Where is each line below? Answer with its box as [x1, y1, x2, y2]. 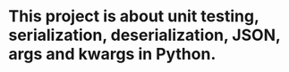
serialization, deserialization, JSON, [8, 25, 281, 45]
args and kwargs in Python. [8, 44, 217, 64]
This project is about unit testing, [8, 6, 259, 27]
